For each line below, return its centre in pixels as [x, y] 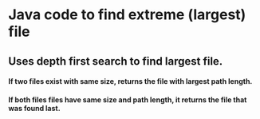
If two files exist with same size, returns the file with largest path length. [130, 81]
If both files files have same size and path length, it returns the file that [128, 99]
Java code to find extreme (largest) [127, 15]
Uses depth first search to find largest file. [116, 61]
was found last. [35, 108]
